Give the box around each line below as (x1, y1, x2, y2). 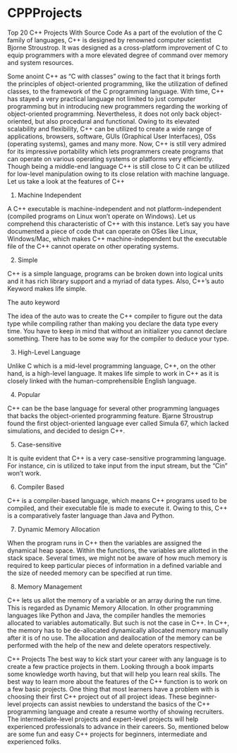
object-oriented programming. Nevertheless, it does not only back (7, 109, 200, 118)
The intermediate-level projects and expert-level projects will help (7, 715, 199, 723)
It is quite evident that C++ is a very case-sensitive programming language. (7, 453, 226, 462)
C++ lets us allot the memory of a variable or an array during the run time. (7, 595, 222, 605)
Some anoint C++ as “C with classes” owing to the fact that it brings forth (7, 72, 221, 81)
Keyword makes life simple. (7, 284, 87, 292)
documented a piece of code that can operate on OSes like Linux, (7, 227, 198, 235)
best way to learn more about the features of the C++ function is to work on (7, 677, 228, 686)
